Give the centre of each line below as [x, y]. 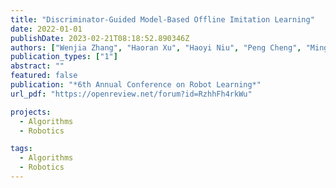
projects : [31, 112]
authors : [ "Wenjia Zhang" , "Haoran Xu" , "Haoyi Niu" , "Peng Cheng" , [156, 47]
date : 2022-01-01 [46, 29]
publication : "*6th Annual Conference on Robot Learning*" [136, 85]
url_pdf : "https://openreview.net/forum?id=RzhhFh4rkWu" [131, 94]
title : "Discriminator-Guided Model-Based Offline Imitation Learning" [162, 19]
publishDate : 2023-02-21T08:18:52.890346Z [100, 38]
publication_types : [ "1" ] [64, 57]
